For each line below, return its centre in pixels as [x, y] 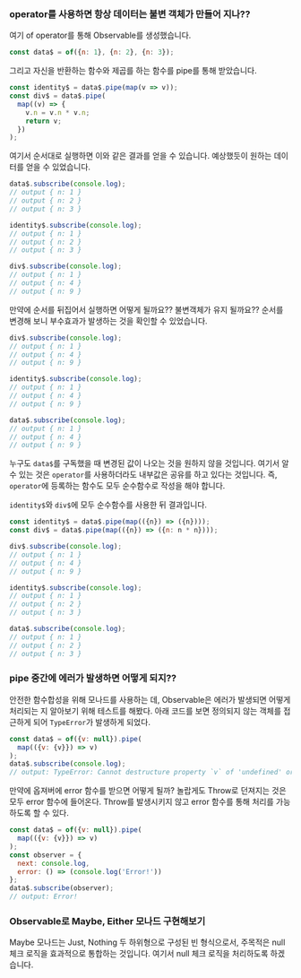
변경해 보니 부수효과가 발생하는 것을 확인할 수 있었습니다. [108, 321]
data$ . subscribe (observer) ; [62, 888]
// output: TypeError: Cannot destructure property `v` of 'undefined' [146, 773]
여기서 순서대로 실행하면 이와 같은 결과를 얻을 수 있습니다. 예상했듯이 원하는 [141, 156]
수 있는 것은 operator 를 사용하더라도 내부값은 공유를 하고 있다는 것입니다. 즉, [143, 475]
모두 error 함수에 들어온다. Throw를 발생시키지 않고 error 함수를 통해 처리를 [142, 802]
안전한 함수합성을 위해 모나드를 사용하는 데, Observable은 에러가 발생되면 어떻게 [150, 699]
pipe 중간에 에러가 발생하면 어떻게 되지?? [93, 679]
